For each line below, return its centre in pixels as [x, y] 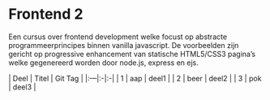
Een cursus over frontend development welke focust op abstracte [118, 37]
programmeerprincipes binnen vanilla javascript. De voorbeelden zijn [124, 45]
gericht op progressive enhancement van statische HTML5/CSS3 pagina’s [132, 54]
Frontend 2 [46, 14]
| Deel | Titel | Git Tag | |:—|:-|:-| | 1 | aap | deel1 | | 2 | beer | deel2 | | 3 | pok [135, 78]
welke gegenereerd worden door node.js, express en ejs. [103, 63]
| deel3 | [22, 87]
